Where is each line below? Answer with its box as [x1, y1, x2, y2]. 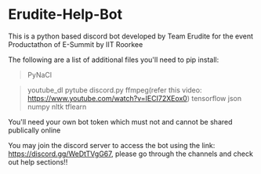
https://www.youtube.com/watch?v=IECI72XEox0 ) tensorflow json [27, 93, 241, 103]
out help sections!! [8, 157, 68, 166]
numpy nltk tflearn [27, 102, 87, 111]
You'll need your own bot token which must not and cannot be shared [8, 117, 233, 126]
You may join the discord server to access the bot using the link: [8, 140, 216, 150]
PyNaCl [27, 70, 53, 79]
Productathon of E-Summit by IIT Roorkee [8, 39, 143, 49]
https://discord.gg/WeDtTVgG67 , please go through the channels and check [8, 149, 253, 158]
